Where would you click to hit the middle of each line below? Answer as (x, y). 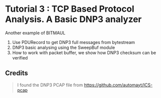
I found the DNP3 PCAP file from (50, 85)
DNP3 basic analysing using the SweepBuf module (64, 47)
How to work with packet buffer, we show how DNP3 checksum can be (84, 53)
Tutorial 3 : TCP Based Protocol (70, 9)
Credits (17, 73)
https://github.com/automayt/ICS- (119, 85)
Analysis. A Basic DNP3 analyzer (73, 19)
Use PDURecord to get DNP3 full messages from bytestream (73, 42)
